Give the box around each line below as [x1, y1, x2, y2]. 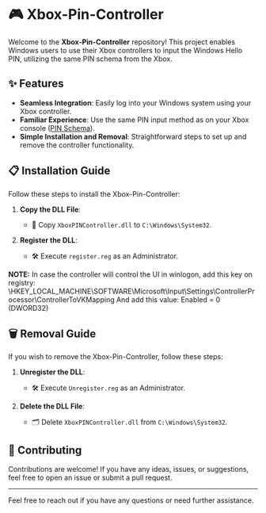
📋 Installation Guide [8, 164, 111, 178]
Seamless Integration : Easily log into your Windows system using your [19, 98, 252, 107]
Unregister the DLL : [19, 367, 85, 377]
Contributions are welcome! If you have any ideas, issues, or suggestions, [8, 465, 249, 474]
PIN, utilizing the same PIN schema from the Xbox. [8, 54, 173, 63]
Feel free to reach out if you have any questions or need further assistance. [8, 496, 254, 505]
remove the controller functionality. [19, 140, 135, 150]
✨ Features [8, 77, 64, 90]
